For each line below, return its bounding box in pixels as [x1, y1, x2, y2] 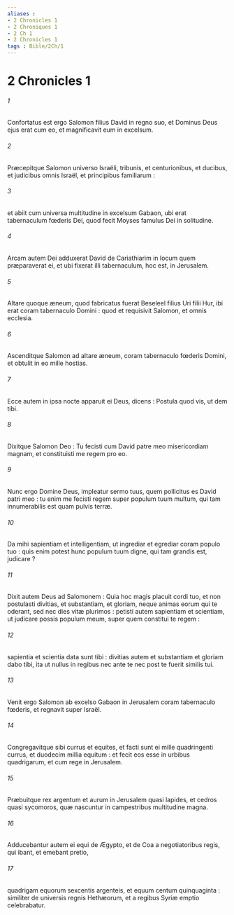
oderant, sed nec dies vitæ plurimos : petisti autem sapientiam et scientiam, [7, 607, 225, 616]
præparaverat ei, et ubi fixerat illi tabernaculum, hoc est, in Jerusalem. [7, 261, 210, 270]
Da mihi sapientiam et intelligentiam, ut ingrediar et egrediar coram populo [7, 540, 221, 549]
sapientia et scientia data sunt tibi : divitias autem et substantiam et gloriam [7, 652, 224, 661]
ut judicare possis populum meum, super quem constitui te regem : [7, 614, 200, 624]
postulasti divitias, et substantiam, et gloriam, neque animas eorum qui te [7, 600, 218, 608]
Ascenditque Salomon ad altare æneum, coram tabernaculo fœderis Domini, [7, 352, 227, 360]
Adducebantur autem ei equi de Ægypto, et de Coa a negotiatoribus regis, [7, 841, 220, 849]
